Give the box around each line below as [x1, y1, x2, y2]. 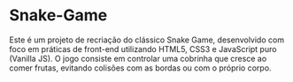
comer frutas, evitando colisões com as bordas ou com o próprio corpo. [9, 63, 272, 73]
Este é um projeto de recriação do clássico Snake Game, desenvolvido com [9, 34, 285, 45]
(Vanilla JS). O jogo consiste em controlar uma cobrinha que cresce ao [9, 53, 267, 63]
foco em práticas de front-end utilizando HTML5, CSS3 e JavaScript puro [9, 43, 277, 54]
